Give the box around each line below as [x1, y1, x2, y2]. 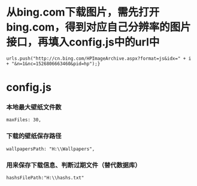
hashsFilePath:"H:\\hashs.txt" [6, 175, 84, 181]
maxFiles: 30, [6, 117, 42, 123]
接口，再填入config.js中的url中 [6, 35, 160, 49]
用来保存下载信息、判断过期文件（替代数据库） [6, 161, 141, 169]
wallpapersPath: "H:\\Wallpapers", [6, 146, 95, 152]
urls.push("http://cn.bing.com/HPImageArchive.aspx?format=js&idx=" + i [6, 55, 192, 62]
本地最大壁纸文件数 [6, 103, 62, 111]
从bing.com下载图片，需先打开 [6, 5, 160, 19]
